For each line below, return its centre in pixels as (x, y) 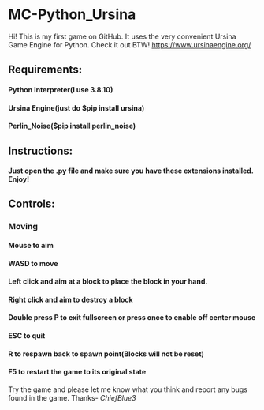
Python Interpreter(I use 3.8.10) (61, 89)
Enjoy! (19, 179)
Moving (23, 227)
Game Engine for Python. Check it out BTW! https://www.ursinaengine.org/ (130, 44)
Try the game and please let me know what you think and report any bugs (128, 389)
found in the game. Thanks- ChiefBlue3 (72, 397)
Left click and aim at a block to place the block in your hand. (108, 281)
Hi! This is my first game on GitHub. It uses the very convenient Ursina (122, 36)
